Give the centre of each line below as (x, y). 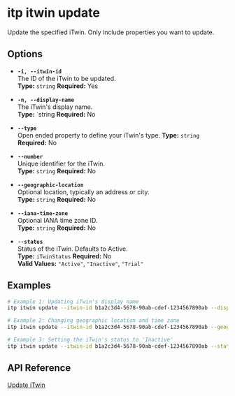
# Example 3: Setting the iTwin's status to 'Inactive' (90, 340)
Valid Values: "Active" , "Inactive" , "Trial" (80, 263)
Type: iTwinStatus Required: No (64, 256)
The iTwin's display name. (55, 107)
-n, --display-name (46, 100)
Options (25, 54)
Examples (29, 285)
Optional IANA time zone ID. (57, 220)
